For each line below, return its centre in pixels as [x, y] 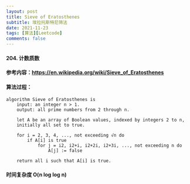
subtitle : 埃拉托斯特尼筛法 [37, 22]
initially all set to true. [51, 125]
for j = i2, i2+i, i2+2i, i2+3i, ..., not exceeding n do [110, 146]
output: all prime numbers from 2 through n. [73, 110]
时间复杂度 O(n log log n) [36, 174]
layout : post [22, 11]
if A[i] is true [47, 141]
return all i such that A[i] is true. [64, 161]
